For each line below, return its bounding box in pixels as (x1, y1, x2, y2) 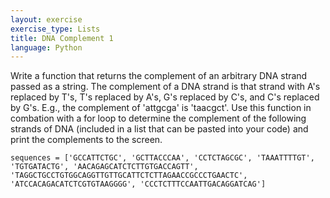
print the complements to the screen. (10, 134, 163, 146)
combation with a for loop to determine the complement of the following (10, 112, 307, 125)
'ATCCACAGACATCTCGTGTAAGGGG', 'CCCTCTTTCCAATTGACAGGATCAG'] (10, 179, 267, 190)
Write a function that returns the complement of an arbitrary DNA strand (10, 70, 308, 82)
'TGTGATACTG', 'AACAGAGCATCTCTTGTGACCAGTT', (10, 162, 199, 172)
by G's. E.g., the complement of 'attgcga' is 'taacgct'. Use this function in (10, 102, 312, 114)
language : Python (10, 42, 83, 53)
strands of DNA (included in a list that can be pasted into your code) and (10, 123, 309, 135)
